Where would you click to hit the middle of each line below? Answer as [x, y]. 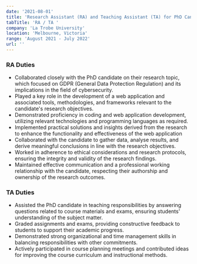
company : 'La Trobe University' [45, 28]
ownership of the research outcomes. [60, 177]
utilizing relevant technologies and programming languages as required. [101, 121]
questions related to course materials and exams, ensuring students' [97, 211]
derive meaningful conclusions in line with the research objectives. [95, 146]
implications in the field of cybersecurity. [64, 90]
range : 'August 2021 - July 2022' [48, 39]
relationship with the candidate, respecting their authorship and [91, 171]
